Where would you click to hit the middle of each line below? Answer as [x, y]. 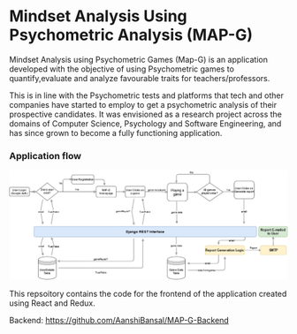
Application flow [46, 156]
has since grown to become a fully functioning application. [116, 133]
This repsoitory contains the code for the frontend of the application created [148, 293]
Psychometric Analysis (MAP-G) [131, 35]
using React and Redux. [52, 303]
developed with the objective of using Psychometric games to [122, 69]
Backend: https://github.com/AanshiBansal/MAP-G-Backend [119, 320]
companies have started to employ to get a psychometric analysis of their [143, 104]
